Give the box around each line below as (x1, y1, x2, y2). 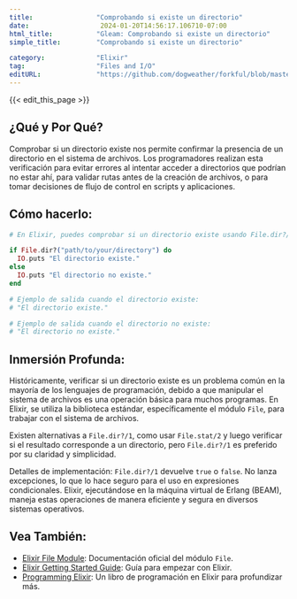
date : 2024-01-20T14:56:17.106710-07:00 (9, 21, 227, 30)
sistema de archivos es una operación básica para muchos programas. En (9, 395, 278, 405)
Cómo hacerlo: (9, 207, 93, 222)
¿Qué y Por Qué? (9, 120, 103, 135)
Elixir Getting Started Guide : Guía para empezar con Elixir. (21, 562, 232, 572)
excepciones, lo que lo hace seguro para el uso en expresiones (9, 475, 240, 487)
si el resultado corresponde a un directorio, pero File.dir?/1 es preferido (9, 440, 278, 450)
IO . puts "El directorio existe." (17, 254, 141, 264)
